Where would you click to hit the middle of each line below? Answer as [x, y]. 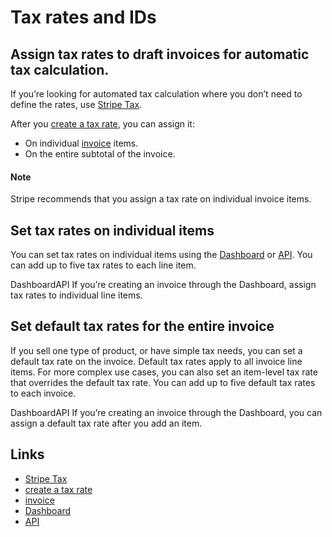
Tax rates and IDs [83, 17]
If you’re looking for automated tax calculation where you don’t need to [156, 94]
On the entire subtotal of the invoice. [100, 154]
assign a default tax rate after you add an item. [106, 423]
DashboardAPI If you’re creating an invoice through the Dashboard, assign [163, 285]
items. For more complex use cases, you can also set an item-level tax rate [164, 372]
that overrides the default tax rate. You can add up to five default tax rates [163, 382]
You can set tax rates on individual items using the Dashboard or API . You [161, 255]
